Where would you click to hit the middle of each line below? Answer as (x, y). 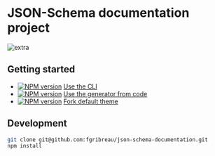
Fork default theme (91, 101)
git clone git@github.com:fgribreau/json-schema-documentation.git (108, 139)
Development (37, 123)
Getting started (41, 69)
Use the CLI (81, 86)
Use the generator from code (105, 93)
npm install (25, 146)
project (29, 28)
